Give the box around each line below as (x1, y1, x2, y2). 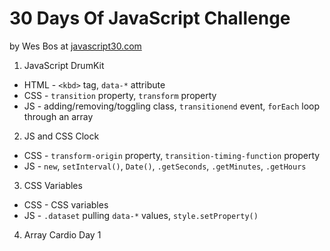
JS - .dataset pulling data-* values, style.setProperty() (23, 209, 259, 221)
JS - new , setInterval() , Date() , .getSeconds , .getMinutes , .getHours (23, 160, 307, 172)
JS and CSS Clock (23, 130, 100, 142)
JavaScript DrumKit (23, 59, 105, 71)
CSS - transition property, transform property (23, 89, 217, 101)
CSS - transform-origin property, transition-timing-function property (23, 149, 321, 161)
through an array (23, 110, 94, 122)
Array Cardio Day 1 (23, 228, 102, 241)
